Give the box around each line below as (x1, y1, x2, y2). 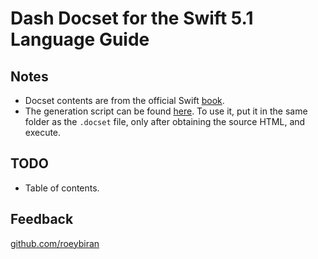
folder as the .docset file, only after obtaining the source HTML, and (24, 116, 306, 127)
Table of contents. (24, 182, 100, 194)
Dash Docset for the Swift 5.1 (10, 7, 254, 30)
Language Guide (10, 28, 150, 51)
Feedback (10, 211, 74, 228)
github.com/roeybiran (10, 237, 100, 249)
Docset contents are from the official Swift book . (24, 95, 225, 106)
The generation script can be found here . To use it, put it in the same (24, 105, 308, 117)
